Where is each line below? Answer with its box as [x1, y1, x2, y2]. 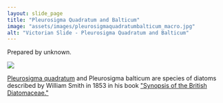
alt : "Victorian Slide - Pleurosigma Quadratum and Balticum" [7, 29, 189, 36]
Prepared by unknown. [7, 48, 72, 56]
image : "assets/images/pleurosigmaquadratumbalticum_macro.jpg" [7, 23, 195, 30]
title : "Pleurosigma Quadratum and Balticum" [7, 16, 140, 23]
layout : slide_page [7, 10, 63, 17]
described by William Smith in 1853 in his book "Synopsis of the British [7, 82, 208, 90]
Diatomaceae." [7, 89, 50, 97]
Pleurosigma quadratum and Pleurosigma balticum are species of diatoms [7, 74, 217, 82]
